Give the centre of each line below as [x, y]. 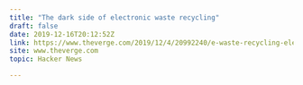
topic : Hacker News [46, 59]
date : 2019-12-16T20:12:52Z [62, 34]
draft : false [34, 26]
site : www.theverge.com [54, 51]
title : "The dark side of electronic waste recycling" [115, 17]
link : [19, 42]
